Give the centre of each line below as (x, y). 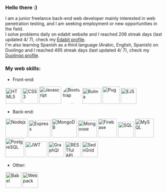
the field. (14, 29)
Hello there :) (21, 7)
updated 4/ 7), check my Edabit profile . (45, 39)
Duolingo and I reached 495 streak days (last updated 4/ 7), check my (77, 50)
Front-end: (23, 79)
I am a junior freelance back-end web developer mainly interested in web (80, 18)
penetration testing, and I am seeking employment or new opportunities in (81, 23)
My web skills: (23, 68)
